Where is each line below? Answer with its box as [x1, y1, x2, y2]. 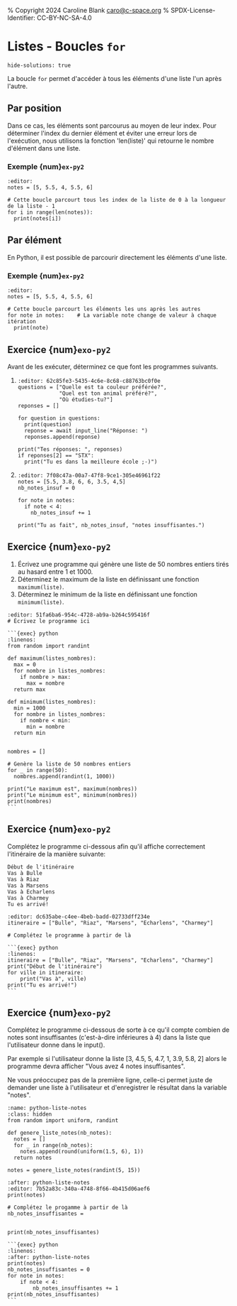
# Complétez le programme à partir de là [7, 932, 132, 939]
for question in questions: [17, 415, 100, 422]
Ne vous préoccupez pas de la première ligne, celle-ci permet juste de [7, 1076, 213, 1084]
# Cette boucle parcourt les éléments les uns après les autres [7, 305, 201, 313]
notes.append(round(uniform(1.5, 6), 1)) [20, 1148, 144, 1155]
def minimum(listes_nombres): [7, 698, 97, 705]
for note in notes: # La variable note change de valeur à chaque [7, 312, 217, 319]
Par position [7, 102, 62, 114]
